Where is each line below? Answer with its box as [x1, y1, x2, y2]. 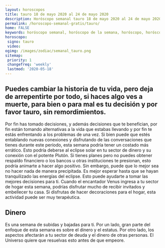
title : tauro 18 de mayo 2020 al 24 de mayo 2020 [5, 12, 109, 17]
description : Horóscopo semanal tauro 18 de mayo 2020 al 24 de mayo [5, 16, 151, 21]
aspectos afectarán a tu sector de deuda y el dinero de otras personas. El [5, 232, 154, 238]
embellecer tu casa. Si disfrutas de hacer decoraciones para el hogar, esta [5, 189, 156, 195]
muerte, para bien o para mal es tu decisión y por [5, 100, 158, 109]
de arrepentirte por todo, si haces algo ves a [5, 93, 143, 101]
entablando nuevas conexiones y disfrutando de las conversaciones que [5, 136, 152, 143]
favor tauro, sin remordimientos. [5, 108, 107, 116]
